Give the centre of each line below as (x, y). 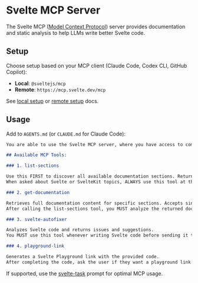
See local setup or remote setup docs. (52, 101)
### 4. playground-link (35, 246)
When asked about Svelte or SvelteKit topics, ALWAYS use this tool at (96, 182)
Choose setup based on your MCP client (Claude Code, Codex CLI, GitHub (97, 65)
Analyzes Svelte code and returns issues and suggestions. (80, 230)
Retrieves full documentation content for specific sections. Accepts (95, 203)
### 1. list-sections (33, 166)
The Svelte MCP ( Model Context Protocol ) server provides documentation (96, 27)
